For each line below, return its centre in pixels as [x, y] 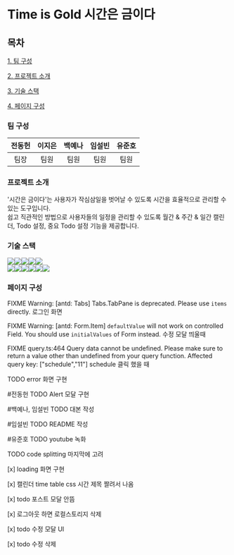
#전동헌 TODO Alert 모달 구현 [48, 394]
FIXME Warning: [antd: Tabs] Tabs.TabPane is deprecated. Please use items [117, 303]
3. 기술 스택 [23, 91]
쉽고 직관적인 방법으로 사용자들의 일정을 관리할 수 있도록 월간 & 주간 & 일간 [110, 216]
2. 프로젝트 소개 [29, 76]
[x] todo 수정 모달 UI [36, 529]
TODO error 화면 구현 [37, 379]
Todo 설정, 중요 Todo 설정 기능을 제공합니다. [78, 226]
